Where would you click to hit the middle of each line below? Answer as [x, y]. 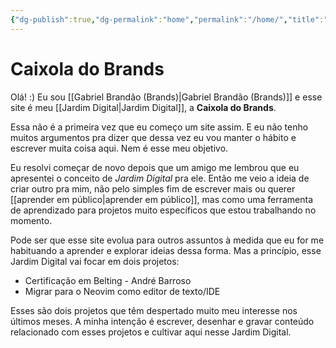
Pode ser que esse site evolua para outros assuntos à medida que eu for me [167, 240]
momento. [31, 220]
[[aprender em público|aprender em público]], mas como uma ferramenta [162, 199]
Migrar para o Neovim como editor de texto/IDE [122, 291]
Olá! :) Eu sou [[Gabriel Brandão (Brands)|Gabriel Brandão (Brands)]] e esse [166, 97]
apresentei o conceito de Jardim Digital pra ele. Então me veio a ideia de [160, 178]
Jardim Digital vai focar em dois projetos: [95, 261]
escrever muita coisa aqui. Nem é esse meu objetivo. [119, 148]
